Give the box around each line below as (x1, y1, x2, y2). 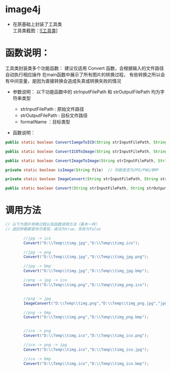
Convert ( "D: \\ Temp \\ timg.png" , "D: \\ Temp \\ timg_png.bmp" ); (23, 315, 149, 320)
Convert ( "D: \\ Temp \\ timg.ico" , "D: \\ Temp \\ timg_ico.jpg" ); (23, 347, 149, 352)
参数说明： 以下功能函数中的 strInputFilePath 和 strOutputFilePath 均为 (12, 88, 160, 95)
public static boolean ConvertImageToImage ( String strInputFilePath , (5, 158, 156, 163)
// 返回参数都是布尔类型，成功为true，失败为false (5, 226, 101, 232)
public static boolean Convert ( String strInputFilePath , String (5, 186, 145, 191)
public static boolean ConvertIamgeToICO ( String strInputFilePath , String (5, 139, 167, 145)
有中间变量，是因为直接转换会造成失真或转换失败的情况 (5, 78, 121, 84)
